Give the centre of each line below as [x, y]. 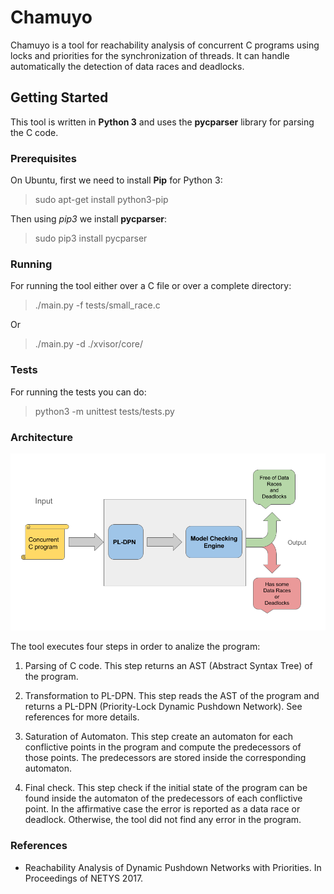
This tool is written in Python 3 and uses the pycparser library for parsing [162, 122]
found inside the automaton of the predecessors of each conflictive [163, 798]
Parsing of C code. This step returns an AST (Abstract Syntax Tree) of [168, 666]
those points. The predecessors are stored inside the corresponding [165, 758]
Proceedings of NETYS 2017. [84, 878]
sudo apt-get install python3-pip [101, 200]
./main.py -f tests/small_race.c [97, 305]
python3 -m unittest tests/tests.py [104, 411]
